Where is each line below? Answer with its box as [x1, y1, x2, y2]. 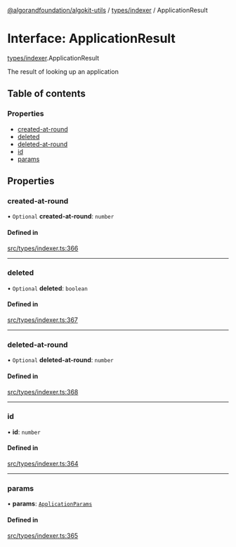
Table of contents [7, 88, 86, 100]
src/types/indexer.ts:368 [7, 387, 79, 396]
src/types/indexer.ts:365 [7, 531, 79, 540]
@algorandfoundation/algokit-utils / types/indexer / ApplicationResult [7, 6, 209, 14]
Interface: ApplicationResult [7, 31, 176, 46]
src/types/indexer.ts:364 [7, 460, 79, 468]
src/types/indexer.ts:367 [7, 316, 79, 324]
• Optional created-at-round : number [7, 212, 114, 221]
